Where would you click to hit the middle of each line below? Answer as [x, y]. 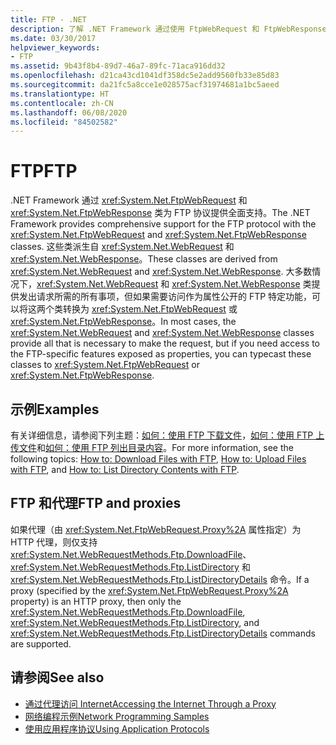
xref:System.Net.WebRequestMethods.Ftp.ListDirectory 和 [130, 567]
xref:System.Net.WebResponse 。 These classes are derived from [144, 259]
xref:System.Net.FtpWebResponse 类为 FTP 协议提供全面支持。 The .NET [160, 213]
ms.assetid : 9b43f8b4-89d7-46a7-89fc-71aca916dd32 [118, 66]
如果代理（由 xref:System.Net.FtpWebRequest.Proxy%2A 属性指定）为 [156, 529]
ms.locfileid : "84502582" [64, 122]
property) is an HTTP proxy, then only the [96, 601]
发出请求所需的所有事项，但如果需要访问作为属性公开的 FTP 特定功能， [165, 297]
